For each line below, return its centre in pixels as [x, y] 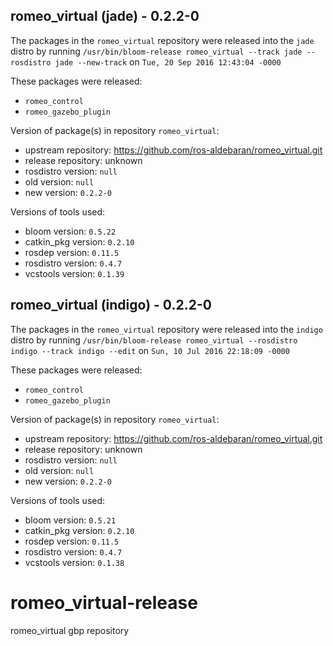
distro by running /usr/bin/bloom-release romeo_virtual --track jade [156, 51]
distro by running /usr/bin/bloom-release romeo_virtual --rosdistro [154, 340]
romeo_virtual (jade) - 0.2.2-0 [105, 16]
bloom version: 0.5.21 [70, 520]
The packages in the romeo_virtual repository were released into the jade [162, 40]
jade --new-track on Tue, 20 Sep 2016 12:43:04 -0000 [168, 61]
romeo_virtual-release [104, 602]
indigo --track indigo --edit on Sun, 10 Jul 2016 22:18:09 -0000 [150, 350]
